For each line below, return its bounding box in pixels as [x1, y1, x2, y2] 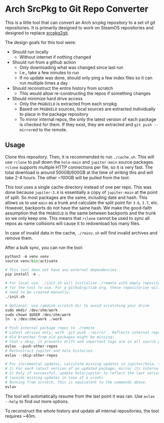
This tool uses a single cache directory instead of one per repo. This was [5, 184, 152, 190]
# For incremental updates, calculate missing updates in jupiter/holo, [5, 361, 156, 367]
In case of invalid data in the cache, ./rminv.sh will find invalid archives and [5, 230, 158, 235]
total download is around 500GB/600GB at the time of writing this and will [5, 169, 154, 175]
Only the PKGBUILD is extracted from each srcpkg [19, 101, 117, 106]
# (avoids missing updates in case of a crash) [5, 375, 104, 380]
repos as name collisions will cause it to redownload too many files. [5, 220, 141, 226]
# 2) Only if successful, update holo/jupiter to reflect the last [5, 371, 145, 376]
